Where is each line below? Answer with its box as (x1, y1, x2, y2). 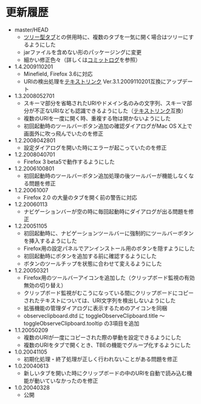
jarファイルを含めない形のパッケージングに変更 (23, 48, 142, 55)
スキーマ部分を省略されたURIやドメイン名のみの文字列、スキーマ (23, 99, 187, 106)
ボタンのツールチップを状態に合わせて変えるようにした (23, 260, 162, 267)
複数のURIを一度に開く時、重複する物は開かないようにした (23, 114, 171, 122)
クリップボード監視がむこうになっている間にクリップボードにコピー (23, 289, 194, 296)
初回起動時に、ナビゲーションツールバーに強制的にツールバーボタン (23, 229, 194, 237)
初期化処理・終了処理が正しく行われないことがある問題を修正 (23, 355, 178, 363)
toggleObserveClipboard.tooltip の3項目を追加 (23, 319, 140, 327)
